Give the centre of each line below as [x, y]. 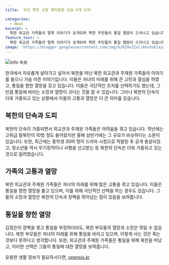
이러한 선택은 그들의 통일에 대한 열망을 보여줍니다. [61, 247]
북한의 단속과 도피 [31, 116]
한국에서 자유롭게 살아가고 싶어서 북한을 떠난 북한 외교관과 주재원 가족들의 [78, 73]
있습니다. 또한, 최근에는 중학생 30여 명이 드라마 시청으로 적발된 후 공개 [74, 141]
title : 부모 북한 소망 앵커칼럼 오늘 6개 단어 [48, 10]
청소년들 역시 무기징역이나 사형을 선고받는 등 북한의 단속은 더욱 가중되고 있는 [87, 147]
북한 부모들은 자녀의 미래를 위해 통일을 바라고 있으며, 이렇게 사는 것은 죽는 [88, 234]
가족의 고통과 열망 [31, 171]
